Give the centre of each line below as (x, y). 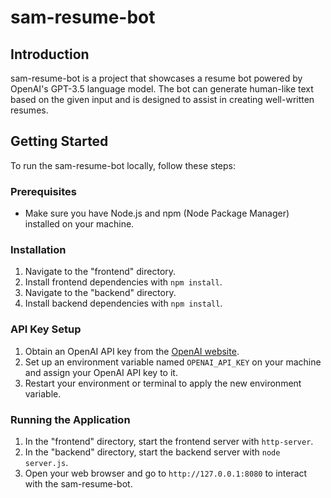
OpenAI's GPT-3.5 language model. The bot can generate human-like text (162, 89)
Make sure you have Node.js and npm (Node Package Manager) (157, 213)
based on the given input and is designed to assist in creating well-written (162, 99)
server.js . (46, 462)
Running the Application (70, 419)
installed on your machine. (79, 224)
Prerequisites (43, 191)
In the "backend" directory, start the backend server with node (152, 452)
